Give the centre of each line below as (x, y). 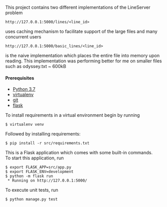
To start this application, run (35, 158)
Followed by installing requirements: (43, 134)
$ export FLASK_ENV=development (39, 172)
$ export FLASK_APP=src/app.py (38, 167)
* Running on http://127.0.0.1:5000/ (47, 181)
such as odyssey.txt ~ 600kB (36, 66)
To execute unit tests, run (32, 190)
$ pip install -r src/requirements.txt (47, 143)
